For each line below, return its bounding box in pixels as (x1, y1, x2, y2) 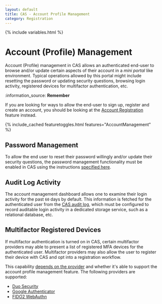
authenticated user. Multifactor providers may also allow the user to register (5, 249, 157, 255)
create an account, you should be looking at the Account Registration (5, 107, 144, 113)
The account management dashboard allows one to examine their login (5, 191, 147, 197)
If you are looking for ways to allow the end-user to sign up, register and (5, 102, 149, 108)
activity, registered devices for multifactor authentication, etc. (5, 83, 129, 89)
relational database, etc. (5, 212, 53, 218)
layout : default (5, 7, 38, 12)
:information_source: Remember (5, 93, 70, 99)
